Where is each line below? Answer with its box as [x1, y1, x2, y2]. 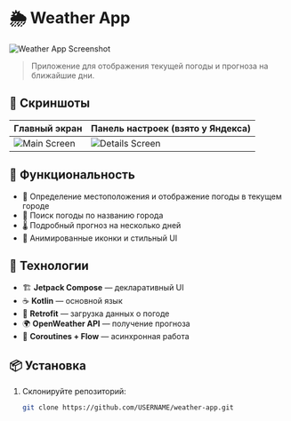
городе [21, 200, 50, 210]
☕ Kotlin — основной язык [21, 296, 123, 306]
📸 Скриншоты [9, 96, 91, 111]
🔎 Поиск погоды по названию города [21, 210, 164, 220]
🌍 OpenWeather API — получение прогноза [21, 318, 190, 330]
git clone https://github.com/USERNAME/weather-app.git [21, 403, 234, 412]
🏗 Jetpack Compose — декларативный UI [21, 282, 184, 293]
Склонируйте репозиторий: [21, 386, 126, 397]
